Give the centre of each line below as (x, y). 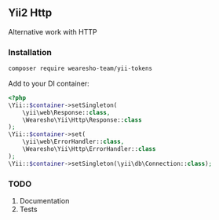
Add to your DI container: (49, 83)
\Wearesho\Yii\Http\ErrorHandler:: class (89, 149)
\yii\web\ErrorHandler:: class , (73, 142)
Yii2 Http (30, 13)
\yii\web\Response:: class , (66, 112)
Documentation (44, 201)
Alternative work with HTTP (53, 31)
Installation (30, 52)
